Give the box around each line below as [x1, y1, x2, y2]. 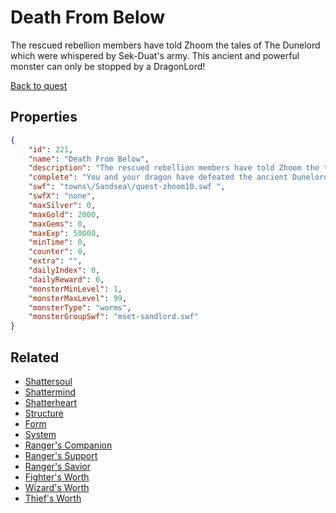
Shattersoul [24, 375, 73, 387]
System [24, 428, 57, 440]
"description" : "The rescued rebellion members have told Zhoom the [28, 163, 320, 173]
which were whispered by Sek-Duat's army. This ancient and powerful [10, 49, 300, 61]
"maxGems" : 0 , [28, 219, 87, 229]
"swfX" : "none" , [28, 191, 97, 201]
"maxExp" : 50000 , [28, 228, 101, 238]
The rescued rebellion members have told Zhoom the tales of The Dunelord [10, 39, 321, 51]
